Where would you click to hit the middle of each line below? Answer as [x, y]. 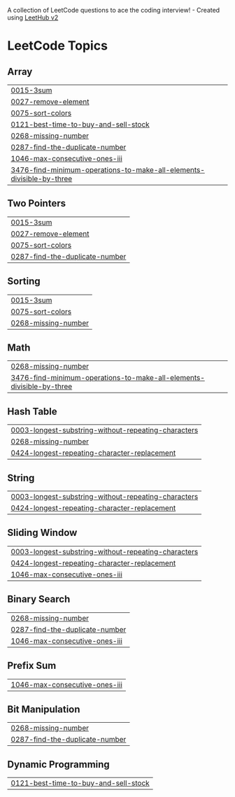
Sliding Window [42, 533]
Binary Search [39, 599]
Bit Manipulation [44, 709]
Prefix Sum [32, 666]
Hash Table [32, 411]
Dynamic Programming [58, 764]
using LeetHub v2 [33, 17]
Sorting [24, 282]
